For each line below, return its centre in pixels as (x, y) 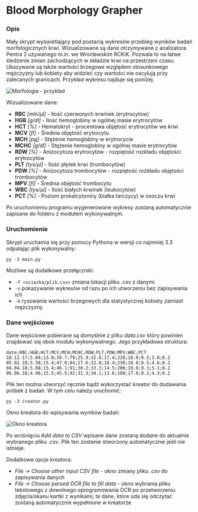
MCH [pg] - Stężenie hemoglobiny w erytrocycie (74, 139)
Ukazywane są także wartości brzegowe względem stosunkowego (87, 67)
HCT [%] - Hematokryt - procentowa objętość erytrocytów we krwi (96, 127)
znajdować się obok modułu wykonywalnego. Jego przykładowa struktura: (97, 342)
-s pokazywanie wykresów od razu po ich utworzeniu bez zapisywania (101, 288)
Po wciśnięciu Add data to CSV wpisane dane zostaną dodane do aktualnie (98, 435)
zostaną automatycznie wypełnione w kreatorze (73, 503)
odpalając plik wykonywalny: (41, 248)
